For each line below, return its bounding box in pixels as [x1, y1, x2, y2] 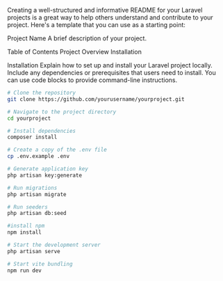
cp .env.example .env [7, 153, 70, 160]
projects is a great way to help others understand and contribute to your [7, 13, 213, 22]
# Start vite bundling [7, 260, 73, 267]
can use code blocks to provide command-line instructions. [7, 76, 178, 84]
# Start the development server [7, 241, 101, 248]
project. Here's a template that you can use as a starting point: [7, 21, 186, 29]
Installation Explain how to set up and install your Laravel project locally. [7, 61, 213, 69]
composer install [7, 134, 58, 141]
